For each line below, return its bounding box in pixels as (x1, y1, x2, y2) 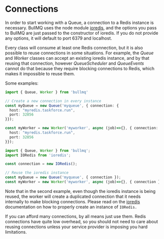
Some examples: (5, 80, 39, 86)
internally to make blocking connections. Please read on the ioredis (5, 198, 140, 204)
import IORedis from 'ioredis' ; (5, 153, 71, 158)
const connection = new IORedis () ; (5, 162, 78, 167)
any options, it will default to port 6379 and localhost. (5, 35, 112, 41)
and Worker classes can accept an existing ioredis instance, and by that (5, 55, 150, 61)
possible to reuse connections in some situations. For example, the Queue (5, 50, 154, 56)
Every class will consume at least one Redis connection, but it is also (5, 45, 143, 50)
